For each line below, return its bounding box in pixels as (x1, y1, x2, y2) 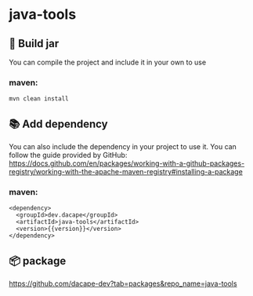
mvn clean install (9, 95, 69, 103)
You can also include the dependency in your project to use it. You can (9, 142, 237, 152)
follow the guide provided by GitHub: (9, 151, 128, 160)
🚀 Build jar (9, 37, 60, 50)
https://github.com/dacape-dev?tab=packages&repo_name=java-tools (9, 279, 237, 288)
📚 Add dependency (9, 117, 108, 130)
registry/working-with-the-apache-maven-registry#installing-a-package (9, 167, 244, 177)
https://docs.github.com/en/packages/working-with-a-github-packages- (9, 159, 245, 168)
